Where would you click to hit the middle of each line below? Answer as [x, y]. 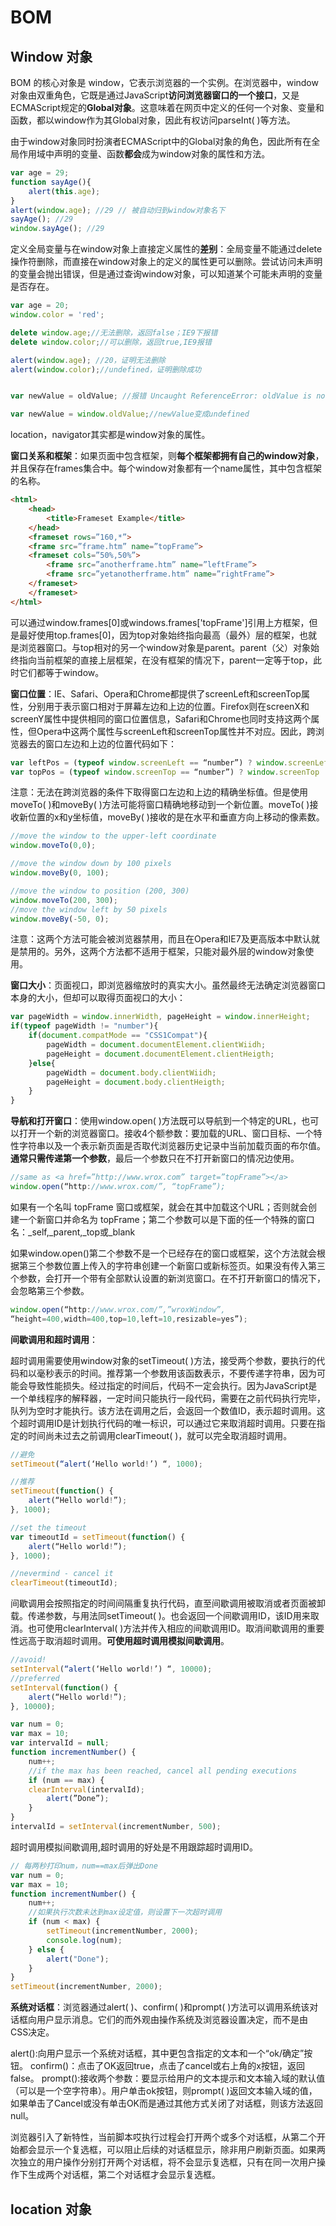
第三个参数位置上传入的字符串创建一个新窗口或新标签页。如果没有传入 [163, 1265]
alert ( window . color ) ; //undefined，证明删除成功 [106, 369]
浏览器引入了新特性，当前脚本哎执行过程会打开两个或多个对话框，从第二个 [163, 2137]
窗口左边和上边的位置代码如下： [110, 743]
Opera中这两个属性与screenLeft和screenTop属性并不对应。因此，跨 [176, 731]
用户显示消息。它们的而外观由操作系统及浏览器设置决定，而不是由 [172, 2020]
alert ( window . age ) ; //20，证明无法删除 [88, 360]
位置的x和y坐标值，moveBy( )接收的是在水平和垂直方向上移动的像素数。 [176, 817]
